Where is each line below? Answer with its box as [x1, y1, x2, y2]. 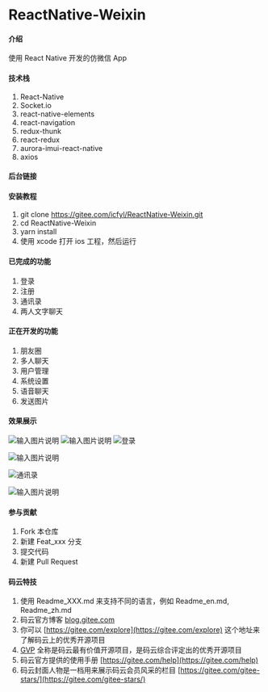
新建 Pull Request [19, 557, 78, 567]
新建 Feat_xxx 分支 [19, 537, 82, 547]
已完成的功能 [8, 256, 51, 266]
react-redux [19, 135, 61, 145]
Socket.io [19, 100, 52, 110]
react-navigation [19, 117, 76, 127]
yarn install [19, 227, 57, 237]
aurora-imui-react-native [19, 143, 103, 153]
